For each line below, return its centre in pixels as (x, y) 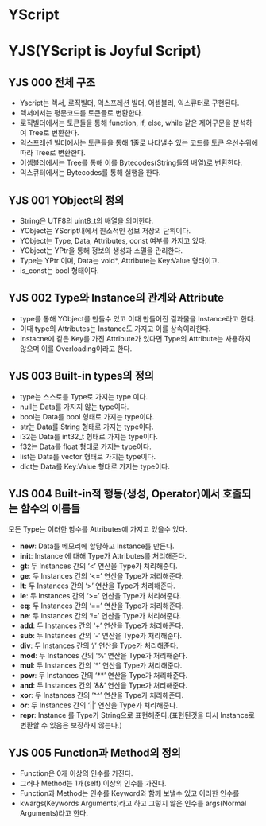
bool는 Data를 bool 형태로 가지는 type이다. (87, 416)
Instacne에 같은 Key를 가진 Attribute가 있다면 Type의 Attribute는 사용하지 (135, 338)
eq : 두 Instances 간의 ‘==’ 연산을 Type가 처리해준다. (102, 606)
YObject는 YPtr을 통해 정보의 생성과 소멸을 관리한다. (101, 251)
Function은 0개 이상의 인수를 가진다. (76, 773)
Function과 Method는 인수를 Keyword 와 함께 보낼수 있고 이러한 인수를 (129, 793)
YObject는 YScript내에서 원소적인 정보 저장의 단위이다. (105, 231)
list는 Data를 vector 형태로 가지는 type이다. (88, 456)
